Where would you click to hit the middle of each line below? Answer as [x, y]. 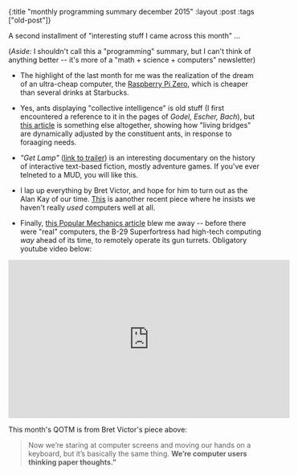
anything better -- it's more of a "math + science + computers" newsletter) [132, 60]
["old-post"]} [30, 20]
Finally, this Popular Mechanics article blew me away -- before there [133, 223]
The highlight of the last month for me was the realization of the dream [137, 75]
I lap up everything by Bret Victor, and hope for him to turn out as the [134, 190]
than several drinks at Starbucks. [75, 92]
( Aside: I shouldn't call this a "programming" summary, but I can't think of [130, 51]
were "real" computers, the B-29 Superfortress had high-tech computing [141, 231]
